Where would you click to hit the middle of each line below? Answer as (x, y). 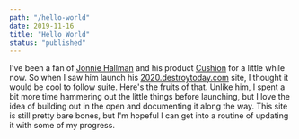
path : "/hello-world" (50, 17)
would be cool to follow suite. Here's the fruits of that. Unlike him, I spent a (147, 87)
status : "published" (48, 43)
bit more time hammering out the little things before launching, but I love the (149, 97)
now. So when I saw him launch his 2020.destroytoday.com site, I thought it (149, 78)
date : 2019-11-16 (42, 26)
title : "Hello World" (50, 34)
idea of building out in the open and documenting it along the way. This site (149, 106)
